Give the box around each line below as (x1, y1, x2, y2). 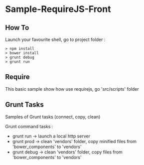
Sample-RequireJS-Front (5, 3, 111, 15)
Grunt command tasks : (5, 123, 53, 129)
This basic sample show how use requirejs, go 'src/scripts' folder (5, 86, 139, 92)
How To (5, 23, 29, 32)
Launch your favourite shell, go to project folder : (5, 36, 106, 42)
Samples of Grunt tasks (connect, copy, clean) (5, 114, 101, 120)
